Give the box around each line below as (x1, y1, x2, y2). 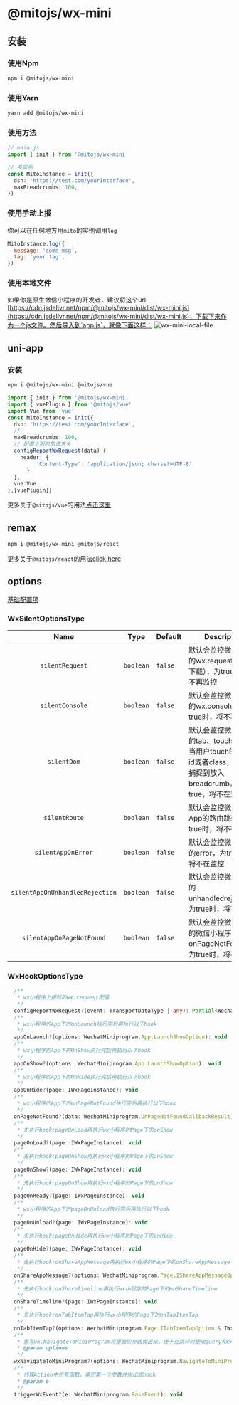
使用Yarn (7, 93, 39, 102)
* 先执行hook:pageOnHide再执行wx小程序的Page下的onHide (16, 1232, 173, 1239)
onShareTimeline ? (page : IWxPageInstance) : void (14, 1298, 158, 1305)
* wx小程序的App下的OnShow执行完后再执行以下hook (16, 1047, 151, 1054)
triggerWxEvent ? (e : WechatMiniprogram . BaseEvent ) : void (14, 1391, 183, 1398)
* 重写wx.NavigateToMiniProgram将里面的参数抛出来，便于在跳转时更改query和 (16, 1338, 228, 1345)
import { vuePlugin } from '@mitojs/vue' (7, 401, 132, 408)
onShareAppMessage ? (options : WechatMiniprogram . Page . (14, 1272, 176, 1279)
